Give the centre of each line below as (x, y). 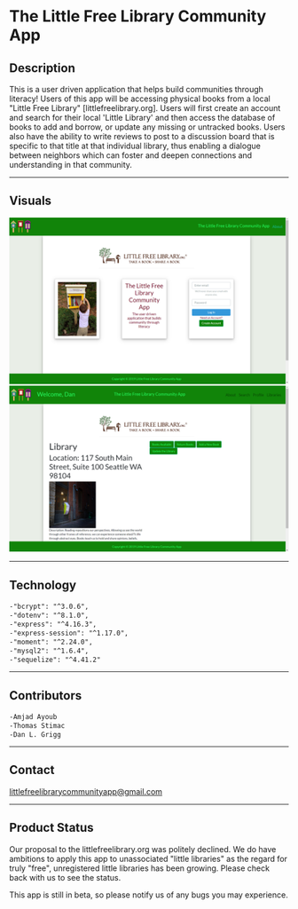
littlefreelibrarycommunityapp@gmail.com (86, 791)
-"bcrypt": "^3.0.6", (49, 607)
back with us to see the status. (65, 877)
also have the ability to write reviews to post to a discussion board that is (142, 136)
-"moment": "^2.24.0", (51, 642)
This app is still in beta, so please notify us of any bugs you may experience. (149, 895)
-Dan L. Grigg (35, 734)
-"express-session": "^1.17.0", (69, 633)
